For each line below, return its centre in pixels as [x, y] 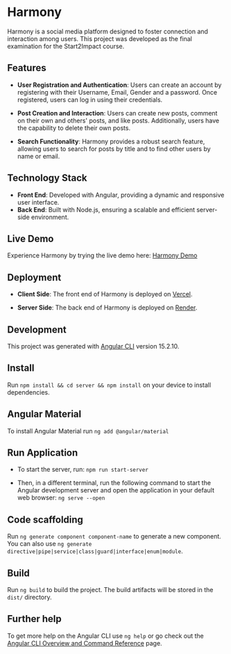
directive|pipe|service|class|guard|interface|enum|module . [95, 551]
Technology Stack [47, 178]
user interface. [38, 202]
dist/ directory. [29, 597]
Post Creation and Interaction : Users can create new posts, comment [117, 113]
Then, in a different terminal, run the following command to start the [114, 483]
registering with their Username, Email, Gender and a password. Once [117, 92]
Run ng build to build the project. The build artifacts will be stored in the [110, 590]
